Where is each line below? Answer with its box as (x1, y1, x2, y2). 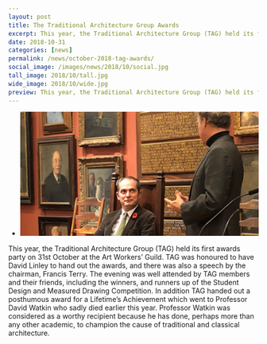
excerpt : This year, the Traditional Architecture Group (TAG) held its (8, 29, 254, 37)
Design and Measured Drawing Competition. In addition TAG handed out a (8, 286, 250, 296)
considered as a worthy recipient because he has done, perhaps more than (8, 311, 254, 321)
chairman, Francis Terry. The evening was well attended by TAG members (8, 269, 250, 279)
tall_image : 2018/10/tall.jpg (8, 72, 109, 79)
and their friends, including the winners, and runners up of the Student (8, 278, 240, 288)
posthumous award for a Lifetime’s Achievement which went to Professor (8, 295, 248, 304)
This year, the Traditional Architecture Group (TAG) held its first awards (8, 244, 241, 253)
